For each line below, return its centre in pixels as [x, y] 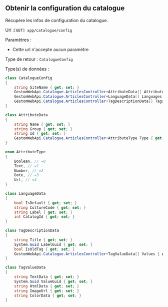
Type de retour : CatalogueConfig [39, 59]
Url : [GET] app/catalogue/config [39, 30]
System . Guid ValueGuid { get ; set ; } [53, 281]
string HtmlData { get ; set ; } [47, 286]
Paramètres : [18, 40]
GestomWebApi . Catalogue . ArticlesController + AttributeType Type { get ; [89, 138]
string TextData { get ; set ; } [47, 277]
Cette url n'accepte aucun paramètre [50, 49]
